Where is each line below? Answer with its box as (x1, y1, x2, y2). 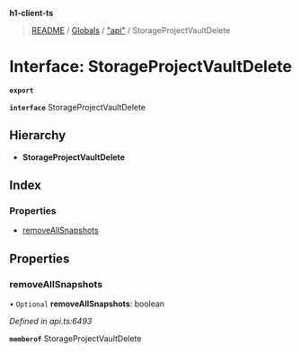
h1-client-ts (9, 8, 54, 18)
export (9, 85, 34, 95)
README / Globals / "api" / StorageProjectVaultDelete (31, 25, 231, 35)
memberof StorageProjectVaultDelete (9, 333, 142, 344)
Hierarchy (9, 128, 66, 143)
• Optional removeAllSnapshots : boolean (9, 298, 164, 309)
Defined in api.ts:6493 (9, 316, 93, 327)
